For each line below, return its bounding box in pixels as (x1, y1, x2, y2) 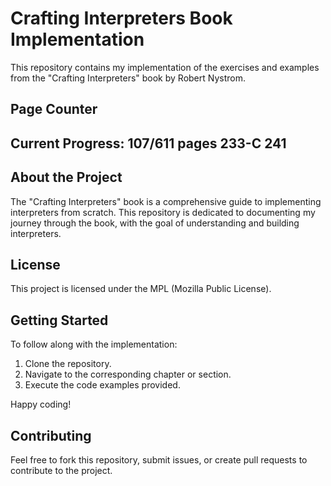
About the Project (10, 169, 123, 186)
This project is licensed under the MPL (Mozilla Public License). (10, 283, 272, 295)
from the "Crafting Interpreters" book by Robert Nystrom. (10, 72, 246, 84)
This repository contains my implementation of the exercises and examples (10, 61, 320, 73)
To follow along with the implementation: (10, 338, 178, 351)
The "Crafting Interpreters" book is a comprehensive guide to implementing (10, 195, 322, 207)
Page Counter (10, 101, 98, 118)
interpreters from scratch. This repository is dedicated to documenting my (10, 206, 316, 218)
